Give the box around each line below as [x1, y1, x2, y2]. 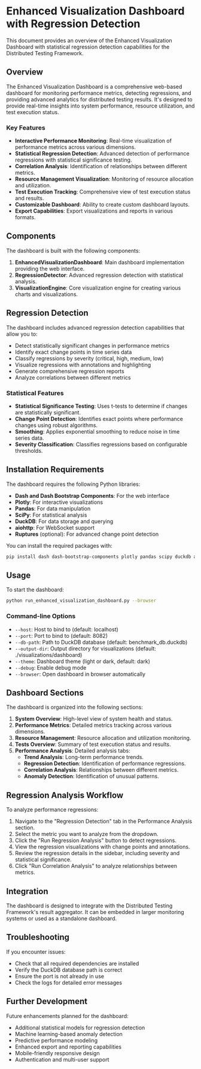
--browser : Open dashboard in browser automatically [14, 670, 145, 677]
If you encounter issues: [6, 948, 66, 955]
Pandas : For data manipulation [14, 504, 91, 512]
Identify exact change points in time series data [14, 348, 132, 356]
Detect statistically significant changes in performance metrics [14, 342, 170, 349]
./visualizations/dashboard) [14, 651, 83, 658]
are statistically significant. [14, 408, 81, 416]
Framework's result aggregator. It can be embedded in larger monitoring [6, 909, 184, 916]
